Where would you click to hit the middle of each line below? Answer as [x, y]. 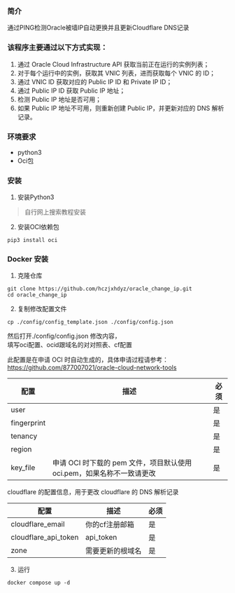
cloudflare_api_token [45, 538]
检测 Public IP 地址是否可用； [59, 99]
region [21, 449]
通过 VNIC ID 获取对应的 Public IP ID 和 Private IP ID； [95, 81]
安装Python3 [36, 197]
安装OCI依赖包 [38, 227]
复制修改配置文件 [42, 309]
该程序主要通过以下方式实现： [58, 48]
